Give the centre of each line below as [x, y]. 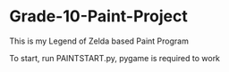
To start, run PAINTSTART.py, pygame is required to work [115, 58]
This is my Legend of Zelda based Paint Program [99, 41]
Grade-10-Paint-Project [98, 16]
